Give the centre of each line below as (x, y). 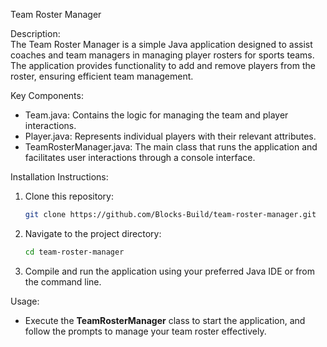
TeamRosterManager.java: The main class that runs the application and (171, 147)
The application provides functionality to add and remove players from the (163, 65)
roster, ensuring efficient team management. (102, 76)
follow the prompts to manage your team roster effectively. (145, 331)
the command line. (63, 281)
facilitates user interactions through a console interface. (140, 157)
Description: (35, 33)
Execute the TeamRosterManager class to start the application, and (165, 320)
